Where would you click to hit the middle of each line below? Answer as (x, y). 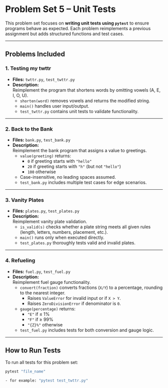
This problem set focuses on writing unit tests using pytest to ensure (77, 23)
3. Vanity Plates (24, 200)
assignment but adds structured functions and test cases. (64, 34)
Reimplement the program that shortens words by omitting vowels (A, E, (86, 90)
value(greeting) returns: (45, 156)
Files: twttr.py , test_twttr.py (43, 79)
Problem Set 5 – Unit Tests (60, 9)
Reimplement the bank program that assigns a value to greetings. (79, 150)
